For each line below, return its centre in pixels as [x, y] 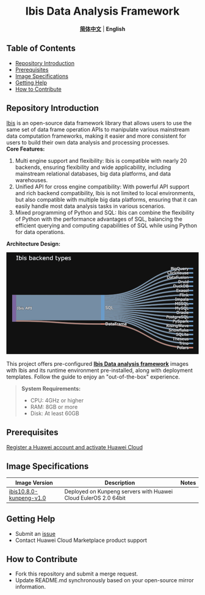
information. [30, 587]
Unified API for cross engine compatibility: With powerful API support [102, 187]
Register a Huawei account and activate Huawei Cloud [75, 447]
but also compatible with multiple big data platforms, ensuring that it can [106, 199]
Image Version [34, 482]
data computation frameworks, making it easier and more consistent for [96, 136]
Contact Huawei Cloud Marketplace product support [81, 540]
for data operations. [40, 232]
